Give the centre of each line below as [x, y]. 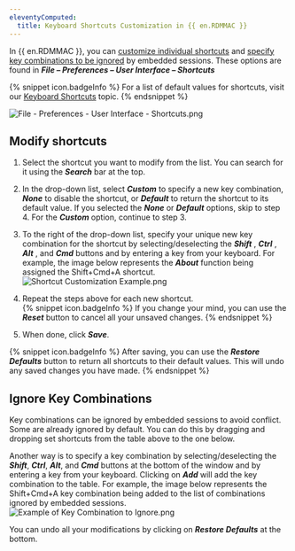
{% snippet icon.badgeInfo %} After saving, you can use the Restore [135, 352]
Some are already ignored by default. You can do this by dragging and [137, 430]
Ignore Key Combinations [81, 398]
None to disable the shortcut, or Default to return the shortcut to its [145, 198]
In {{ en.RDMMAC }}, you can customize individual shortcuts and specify [142, 50]
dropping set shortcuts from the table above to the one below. [122, 438]
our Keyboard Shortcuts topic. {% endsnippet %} [99, 96]
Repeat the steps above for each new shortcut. [108, 299]
